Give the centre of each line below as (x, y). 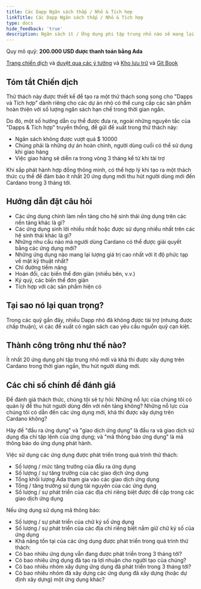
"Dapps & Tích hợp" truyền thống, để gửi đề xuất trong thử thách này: (92, 127)
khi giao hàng (32, 152)
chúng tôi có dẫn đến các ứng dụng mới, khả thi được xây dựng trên (90, 413)
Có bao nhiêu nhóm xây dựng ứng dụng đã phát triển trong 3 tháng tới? (103, 567)
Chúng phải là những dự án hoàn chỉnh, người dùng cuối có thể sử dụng (104, 145)
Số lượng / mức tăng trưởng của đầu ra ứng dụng (75, 467)
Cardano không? (27, 419)
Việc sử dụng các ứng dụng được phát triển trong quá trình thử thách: (92, 455)
